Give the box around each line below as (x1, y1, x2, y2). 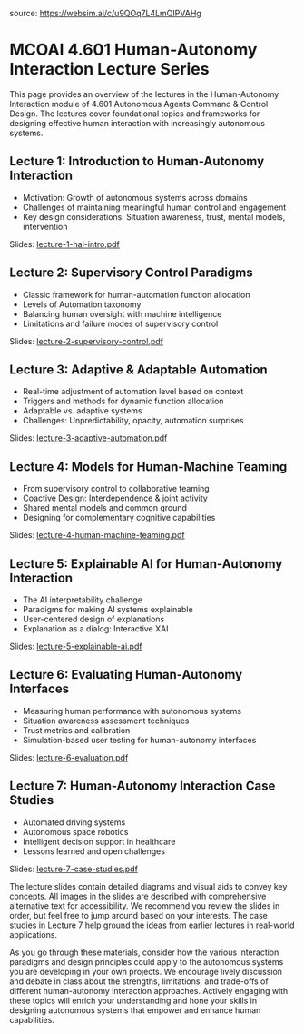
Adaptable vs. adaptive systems (22, 405, 142, 416)
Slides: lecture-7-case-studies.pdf (9, 863, 139, 874)
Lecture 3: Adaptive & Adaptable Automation (9, 362, 268, 377)
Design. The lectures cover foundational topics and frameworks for (9, 108, 260, 119)
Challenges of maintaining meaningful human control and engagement (22, 202, 287, 213)
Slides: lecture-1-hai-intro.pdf (9, 238, 121, 249)
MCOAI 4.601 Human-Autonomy (9, 40, 258, 60)
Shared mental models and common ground (22, 502, 188, 513)
